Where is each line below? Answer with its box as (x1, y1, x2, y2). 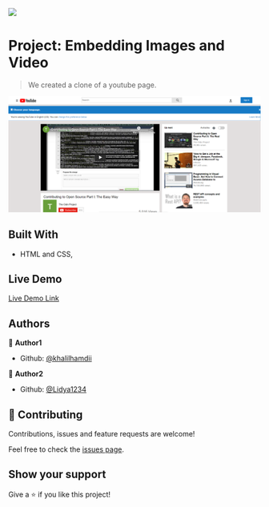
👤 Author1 (8, 338, 42, 348)
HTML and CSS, (19, 249, 74, 259)
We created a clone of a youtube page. (27, 80, 157, 90)
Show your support (8, 468, 106, 481)
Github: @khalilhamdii (19, 353, 92, 364)
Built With (8, 228, 58, 242)
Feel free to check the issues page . (8, 445, 124, 454)
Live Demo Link (8, 293, 60, 304)
